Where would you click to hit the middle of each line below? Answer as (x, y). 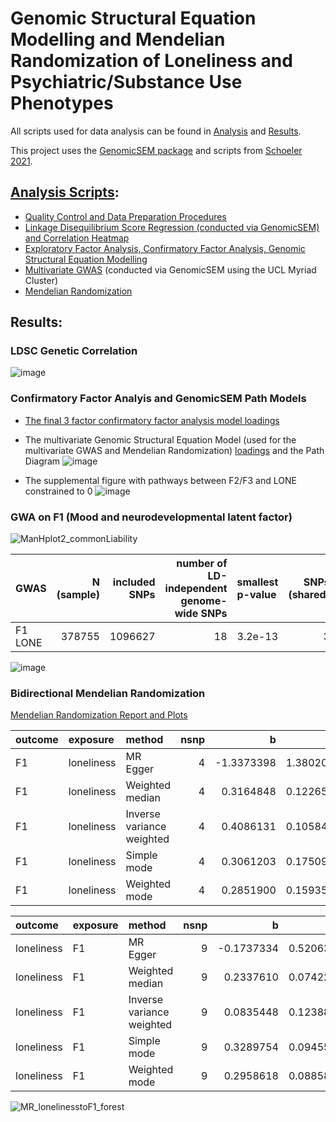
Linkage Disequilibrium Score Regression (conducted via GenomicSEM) (172, 227)
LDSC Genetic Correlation (74, 351)
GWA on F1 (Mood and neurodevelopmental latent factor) (151, 517)
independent (196, 589)
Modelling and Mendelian (118, 39)
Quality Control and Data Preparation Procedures (125, 216)
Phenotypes (62, 103)
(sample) (78, 595)
